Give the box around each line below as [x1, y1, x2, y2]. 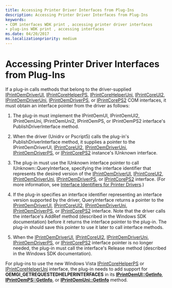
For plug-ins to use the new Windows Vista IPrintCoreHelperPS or [5, 260, 145, 266]
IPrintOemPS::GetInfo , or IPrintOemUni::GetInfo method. [5, 277, 128, 283]
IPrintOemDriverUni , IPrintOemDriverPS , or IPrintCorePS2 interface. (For [12, 176, 166, 182]
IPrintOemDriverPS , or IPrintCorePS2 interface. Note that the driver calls [12, 207, 166, 214]
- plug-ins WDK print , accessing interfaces [5, 27, 104, 32]
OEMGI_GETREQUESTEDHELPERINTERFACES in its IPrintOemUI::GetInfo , [5, 271, 163, 277]
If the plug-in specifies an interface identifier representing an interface [12, 191, 162, 198]
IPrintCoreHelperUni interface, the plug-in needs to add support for [5, 265, 148, 272]
